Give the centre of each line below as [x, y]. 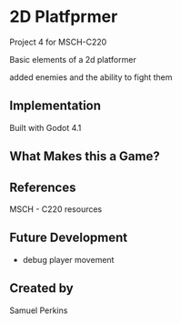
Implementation [55, 106]
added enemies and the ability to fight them [91, 77]
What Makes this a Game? [85, 156]
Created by [42, 288]
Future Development [69, 238]
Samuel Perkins [39, 310]
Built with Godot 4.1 [45, 127]
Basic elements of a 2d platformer [73, 59]
